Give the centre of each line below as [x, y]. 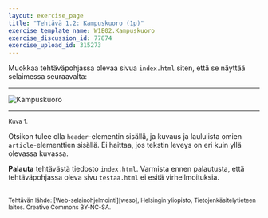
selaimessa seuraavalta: [48, 77]
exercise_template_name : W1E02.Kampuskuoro [82, 30]
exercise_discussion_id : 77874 [60, 38]
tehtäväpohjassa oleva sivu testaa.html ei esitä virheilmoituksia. [114, 177]
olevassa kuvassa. [39, 153]
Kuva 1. [18, 122]
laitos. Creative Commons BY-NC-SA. [60, 208]
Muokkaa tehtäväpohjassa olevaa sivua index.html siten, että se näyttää [127, 68]
